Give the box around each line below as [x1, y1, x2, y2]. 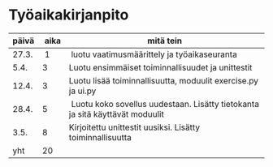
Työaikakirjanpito [8, 6, 129, 24]
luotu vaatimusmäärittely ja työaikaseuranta [71, 49, 237, 60]
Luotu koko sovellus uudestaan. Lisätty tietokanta [71, 98, 260, 109]
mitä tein [147, 35, 183, 46]
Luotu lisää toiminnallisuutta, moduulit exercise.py [68, 75, 258, 86]
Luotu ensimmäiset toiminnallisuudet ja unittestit [68, 62, 253, 73]
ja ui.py [68, 85, 97, 96]
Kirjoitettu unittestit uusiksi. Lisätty [68, 122, 201, 133]
